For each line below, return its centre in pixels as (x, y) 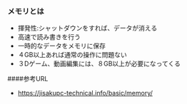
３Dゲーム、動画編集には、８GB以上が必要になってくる (99, 64)
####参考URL (28, 79)
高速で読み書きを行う (49, 37)
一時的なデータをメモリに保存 (61, 46)
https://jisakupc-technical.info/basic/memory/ (85, 93)
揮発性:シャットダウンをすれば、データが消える (87, 28)
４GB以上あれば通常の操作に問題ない (72, 55)
